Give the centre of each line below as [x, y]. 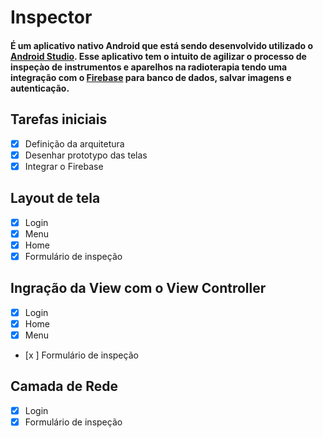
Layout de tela [55, 198]
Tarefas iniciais [59, 119]
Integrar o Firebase [64, 166]
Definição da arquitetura [74, 143]
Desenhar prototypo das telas [86, 155]
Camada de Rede [64, 386]
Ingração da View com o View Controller [138, 288]
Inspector [51, 17]
